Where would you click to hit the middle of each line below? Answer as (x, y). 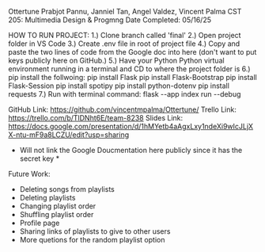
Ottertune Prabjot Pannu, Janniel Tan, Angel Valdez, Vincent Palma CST (125, 11)
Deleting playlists (47, 198)
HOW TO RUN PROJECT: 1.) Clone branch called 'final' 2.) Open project (125, 35)
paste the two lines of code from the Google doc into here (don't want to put (132, 52)
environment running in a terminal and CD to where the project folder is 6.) (129, 69)
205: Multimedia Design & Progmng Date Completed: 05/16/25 (110, 20)
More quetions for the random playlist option (92, 240)
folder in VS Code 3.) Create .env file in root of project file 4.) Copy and (124, 44)
